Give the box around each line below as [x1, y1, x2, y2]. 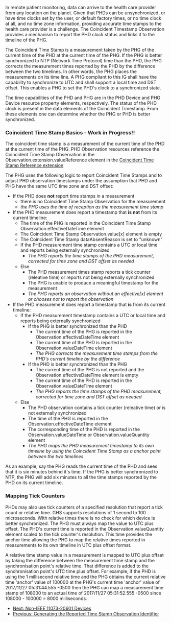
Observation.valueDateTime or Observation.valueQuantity [28, 432, 150, 438]
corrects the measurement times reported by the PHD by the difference [5, 63, 156, 69]
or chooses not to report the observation [28, 296, 114, 302]
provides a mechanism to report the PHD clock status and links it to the [5, 32, 155, 37]
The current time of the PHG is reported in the [35, 329, 133, 335]
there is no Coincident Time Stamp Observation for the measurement [20, 199, 166, 205]
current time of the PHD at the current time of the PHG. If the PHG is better [5, 52, 162, 58]
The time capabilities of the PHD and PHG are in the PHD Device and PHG [5, 94, 161, 101]
